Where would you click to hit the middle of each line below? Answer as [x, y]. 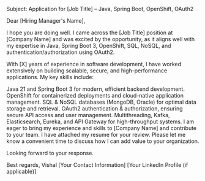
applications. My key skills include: [50, 77]
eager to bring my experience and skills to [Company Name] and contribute [102, 128]
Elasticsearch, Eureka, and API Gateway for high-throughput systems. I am [100, 121]
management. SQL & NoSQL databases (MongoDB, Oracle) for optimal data [102, 102]
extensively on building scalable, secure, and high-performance [87, 71]
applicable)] [21, 171]
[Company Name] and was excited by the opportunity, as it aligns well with [100, 39]
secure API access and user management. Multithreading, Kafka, [88, 115]
